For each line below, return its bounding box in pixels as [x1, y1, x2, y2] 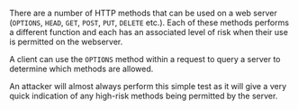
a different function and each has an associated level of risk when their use [9, 27, 288, 37]
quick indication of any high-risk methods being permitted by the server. [9, 90, 278, 101]
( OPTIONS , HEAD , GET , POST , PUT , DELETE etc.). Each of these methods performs [9, 17, 290, 28]
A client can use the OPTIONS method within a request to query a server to [9, 54, 281, 64]
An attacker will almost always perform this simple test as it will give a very [9, 81, 287, 91]
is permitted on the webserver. [9, 36, 123, 47]
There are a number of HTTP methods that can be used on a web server [9, 8, 277, 18]
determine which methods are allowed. [9, 63, 154, 74]
